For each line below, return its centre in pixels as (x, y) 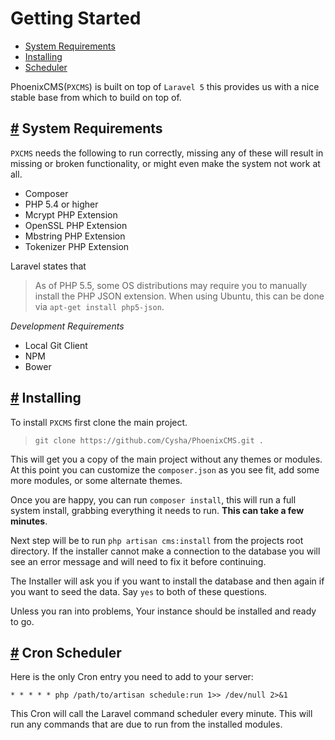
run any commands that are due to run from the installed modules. (146, 724)
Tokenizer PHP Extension (77, 246)
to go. (22, 621)
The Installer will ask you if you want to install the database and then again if (167, 581)
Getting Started (76, 18)
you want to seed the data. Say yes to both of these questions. (139, 591)
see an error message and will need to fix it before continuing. (138, 561)
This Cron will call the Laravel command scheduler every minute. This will (161, 714)
